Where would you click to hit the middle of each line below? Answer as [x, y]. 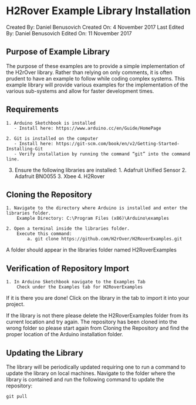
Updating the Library [45, 353]
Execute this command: [44, 234]
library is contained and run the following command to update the [85, 379]
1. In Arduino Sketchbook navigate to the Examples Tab [76, 282]
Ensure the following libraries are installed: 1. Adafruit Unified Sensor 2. [100, 170]
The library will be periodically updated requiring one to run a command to [96, 367]
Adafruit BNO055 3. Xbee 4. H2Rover [60, 176]
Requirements [32, 110]
